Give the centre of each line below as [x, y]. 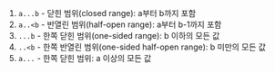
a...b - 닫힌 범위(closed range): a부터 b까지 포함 [107, 13]
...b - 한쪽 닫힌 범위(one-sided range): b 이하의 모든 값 [119, 36]
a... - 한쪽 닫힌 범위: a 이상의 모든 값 [85, 58]
